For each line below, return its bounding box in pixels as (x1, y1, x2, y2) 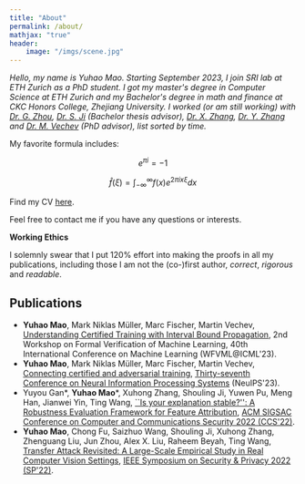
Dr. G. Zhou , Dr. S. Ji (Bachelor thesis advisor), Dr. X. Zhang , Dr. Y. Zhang (9, 111, 285, 122)
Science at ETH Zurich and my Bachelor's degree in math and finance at (9, 92, 283, 103)
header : (9, 38, 39, 48)
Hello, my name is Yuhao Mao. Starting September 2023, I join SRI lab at (9, 72, 282, 83)
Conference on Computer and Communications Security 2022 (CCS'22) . (22, 417, 296, 427)
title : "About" (9, 13, 67, 23)
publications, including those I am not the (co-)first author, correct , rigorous (9, 259, 293, 270)
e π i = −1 (137, 156, 168, 169)
